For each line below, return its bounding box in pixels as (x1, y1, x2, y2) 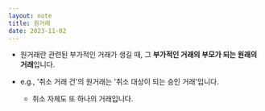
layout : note (8, 11, 52, 20)
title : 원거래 (8, 19, 51, 27)
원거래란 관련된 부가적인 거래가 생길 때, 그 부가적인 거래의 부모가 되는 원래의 (19, 50, 258, 60)
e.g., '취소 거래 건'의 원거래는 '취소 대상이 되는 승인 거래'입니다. (19, 77, 220, 87)
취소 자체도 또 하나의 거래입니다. (31, 94, 134, 104)
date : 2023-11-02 (8, 27, 67, 35)
